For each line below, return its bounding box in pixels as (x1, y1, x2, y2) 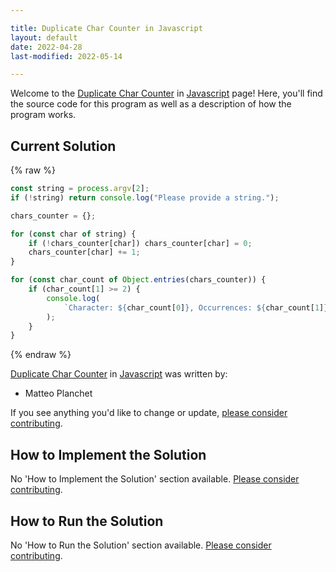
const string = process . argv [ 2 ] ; (10, 184, 150, 194)
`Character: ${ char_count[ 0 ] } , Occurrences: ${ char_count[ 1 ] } (63, 302, 329, 313)
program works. (10, 109, 77, 121)
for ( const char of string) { (10, 229, 137, 239)
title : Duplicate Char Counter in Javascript (10, 23, 203, 33)
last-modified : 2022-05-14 (10, 51, 123, 61)
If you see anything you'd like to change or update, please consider (10, 407, 288, 419)
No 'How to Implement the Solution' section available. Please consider (10, 473, 300, 485)
